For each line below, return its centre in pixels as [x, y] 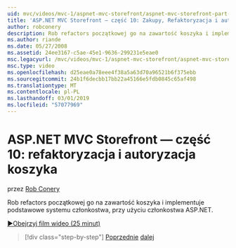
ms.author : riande [34, 40]
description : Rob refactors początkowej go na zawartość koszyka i [108, 33]
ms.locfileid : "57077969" [45, 105]
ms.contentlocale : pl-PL [44, 92]
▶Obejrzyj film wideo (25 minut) [54, 223]
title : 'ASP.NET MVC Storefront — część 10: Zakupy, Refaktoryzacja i [113, 20]
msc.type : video [31, 66]
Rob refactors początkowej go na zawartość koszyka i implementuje [106, 202]
